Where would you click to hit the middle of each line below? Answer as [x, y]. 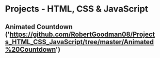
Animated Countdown [39, 27]
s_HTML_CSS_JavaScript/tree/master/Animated [80, 42]
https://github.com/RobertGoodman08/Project [82, 34]
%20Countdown [31, 49]
